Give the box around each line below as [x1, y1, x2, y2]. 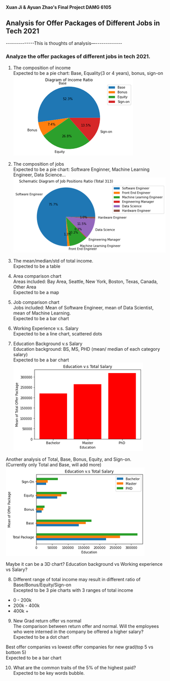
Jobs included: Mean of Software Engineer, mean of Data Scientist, [13, 304, 154, 310]
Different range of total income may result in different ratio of [13, 576, 141, 582]
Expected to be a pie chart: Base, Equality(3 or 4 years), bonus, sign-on [13, 70, 163, 76]
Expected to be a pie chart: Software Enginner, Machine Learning [13, 166, 150, 172]
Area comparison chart [13, 273, 61, 279]
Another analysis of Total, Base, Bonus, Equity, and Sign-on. [6, 456, 131, 462]
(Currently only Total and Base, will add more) [6, 461, 102, 467]
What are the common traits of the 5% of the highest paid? [13, 664, 136, 670]
